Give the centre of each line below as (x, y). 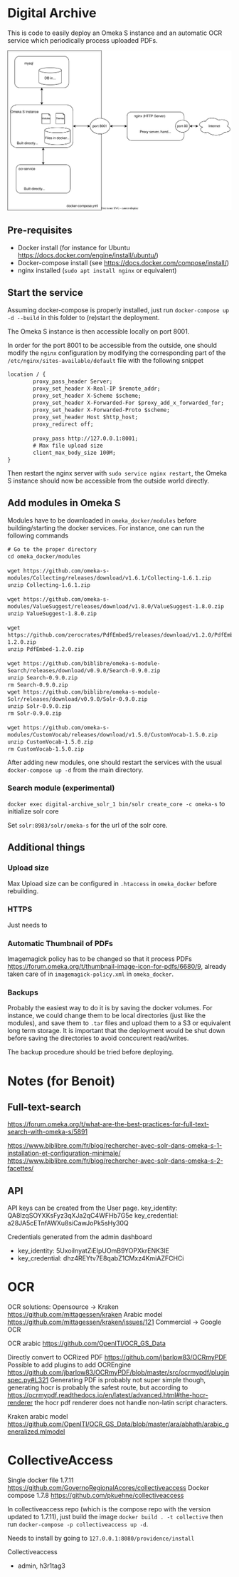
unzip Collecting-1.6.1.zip (49, 585)
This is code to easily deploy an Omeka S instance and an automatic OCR (115, 33)
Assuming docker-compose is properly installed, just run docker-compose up (118, 310)
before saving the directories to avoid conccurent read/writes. (98, 1038)
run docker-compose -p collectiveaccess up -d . (78, 1524)
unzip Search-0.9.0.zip (43, 678)
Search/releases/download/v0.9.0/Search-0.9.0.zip (84, 671)
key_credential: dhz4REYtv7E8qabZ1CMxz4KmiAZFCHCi (101, 1258)
